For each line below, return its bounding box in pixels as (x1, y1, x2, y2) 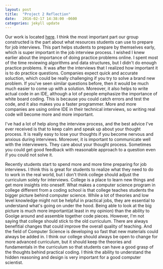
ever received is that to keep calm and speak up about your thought (5, 126, 141, 132)
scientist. (5, 260, 23, 266)
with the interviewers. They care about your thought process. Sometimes (5, 142, 152, 147)
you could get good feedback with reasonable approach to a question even (5, 147, 156, 153)
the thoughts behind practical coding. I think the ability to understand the (5, 249, 151, 255)
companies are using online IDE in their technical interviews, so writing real (5, 107, 156, 112)
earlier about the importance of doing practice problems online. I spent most (5, 54, 158, 61)
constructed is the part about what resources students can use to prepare (5, 39, 153, 45)
